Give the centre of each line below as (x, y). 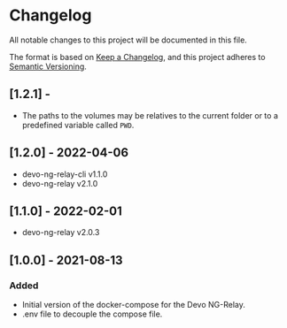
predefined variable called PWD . (78, 125)
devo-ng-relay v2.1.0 (60, 183)
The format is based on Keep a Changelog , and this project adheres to (137, 57)
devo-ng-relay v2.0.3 (61, 233)
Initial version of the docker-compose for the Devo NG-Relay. (134, 305)
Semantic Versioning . (48, 66)
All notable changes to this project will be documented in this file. (128, 40)
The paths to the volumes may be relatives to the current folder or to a (150, 115)
